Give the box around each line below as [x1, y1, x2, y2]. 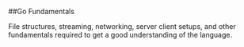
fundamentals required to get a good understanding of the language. [8, 31, 232, 39]
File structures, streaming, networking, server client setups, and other [8, 22, 236, 31]
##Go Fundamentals [8, 7, 75, 16]
